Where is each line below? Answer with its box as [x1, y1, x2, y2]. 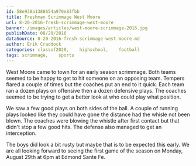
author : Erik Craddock [6, 42, 61, 48]
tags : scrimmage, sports [6, 52, 75, 58]
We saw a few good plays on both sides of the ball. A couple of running [6, 104, 178, 111]
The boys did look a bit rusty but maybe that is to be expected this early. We [6, 141, 190, 148]
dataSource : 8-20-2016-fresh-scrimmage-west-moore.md [6, 36, 140, 42]
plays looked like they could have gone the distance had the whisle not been [6, 111, 190, 118]
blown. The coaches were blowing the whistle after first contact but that [6, 117, 180, 124]
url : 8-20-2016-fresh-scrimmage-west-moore [6, 19, 114, 25]
